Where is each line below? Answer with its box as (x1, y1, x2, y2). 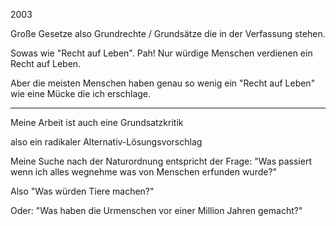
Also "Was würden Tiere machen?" (10, 185, 155, 197)
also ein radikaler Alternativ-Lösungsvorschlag (10, 136, 203, 148)
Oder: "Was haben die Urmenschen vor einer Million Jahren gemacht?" (10, 205, 303, 216)
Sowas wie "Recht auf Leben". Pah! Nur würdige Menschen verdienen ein (10, 47, 313, 59)
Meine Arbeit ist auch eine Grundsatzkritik (10, 117, 184, 128)
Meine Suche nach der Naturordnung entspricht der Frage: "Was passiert (10, 155, 312, 167)
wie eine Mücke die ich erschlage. (10, 88, 152, 99)
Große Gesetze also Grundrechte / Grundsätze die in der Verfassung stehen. (10, 28, 326, 39)
